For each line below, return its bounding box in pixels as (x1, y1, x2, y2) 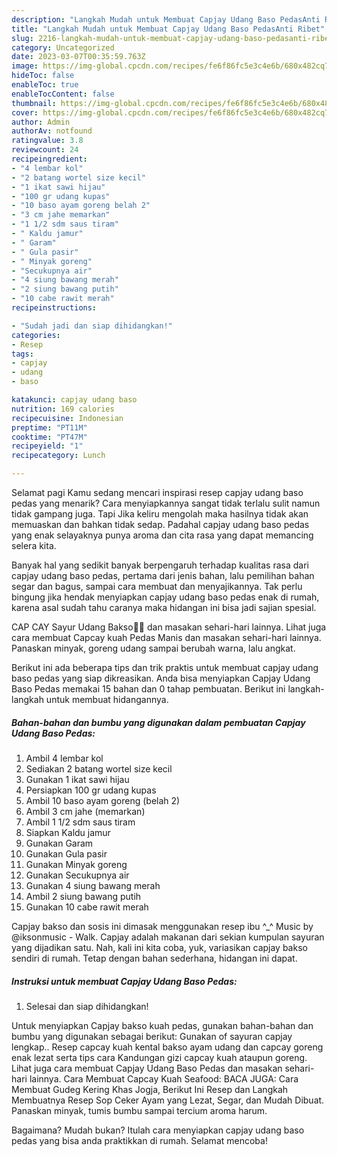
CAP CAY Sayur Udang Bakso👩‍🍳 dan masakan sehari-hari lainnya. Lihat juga (11, 621, 327, 633)
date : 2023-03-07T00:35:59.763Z (11, 52, 146, 62)
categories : (11, 330, 61, 340)
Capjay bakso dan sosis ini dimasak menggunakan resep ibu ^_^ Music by (11, 920, 314, 932)
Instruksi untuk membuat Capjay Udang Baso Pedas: (11, 975, 238, 987)
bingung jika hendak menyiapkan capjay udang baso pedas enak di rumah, (11, 591, 320, 603)
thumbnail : (11, 98, 57, 108)
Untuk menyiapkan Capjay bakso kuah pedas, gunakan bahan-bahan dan (11, 1019, 314, 1031)
